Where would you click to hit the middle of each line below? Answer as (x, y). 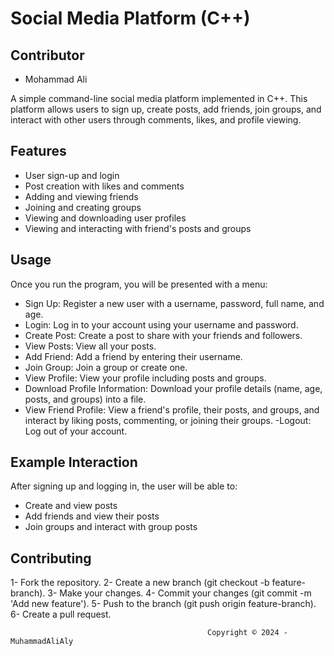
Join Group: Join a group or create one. (106, 367)
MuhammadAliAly (42, 642)
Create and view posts (71, 506)
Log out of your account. (76, 431)
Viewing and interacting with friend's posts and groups (138, 228)
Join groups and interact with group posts (111, 527)
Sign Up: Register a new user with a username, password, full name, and (174, 303)
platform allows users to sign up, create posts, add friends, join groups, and (166, 109)
